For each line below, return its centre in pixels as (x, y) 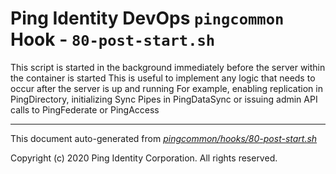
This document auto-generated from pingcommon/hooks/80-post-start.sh (164, 138)
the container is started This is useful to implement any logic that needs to (163, 78)
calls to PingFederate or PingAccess (85, 109)
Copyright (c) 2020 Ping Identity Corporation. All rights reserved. (144, 158)
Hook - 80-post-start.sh (113, 39)
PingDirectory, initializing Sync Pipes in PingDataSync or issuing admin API (164, 99)
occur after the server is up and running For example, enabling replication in (166, 88)
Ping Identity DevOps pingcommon (147, 18)
